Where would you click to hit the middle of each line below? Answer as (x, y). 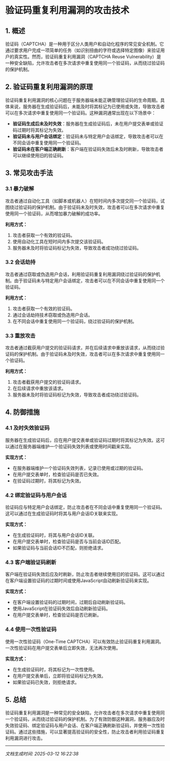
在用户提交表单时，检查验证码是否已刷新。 (57, 615)
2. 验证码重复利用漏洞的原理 (49, 87)
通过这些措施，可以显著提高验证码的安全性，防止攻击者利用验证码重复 (92, 732)
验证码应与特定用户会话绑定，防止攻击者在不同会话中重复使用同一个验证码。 (85, 507)
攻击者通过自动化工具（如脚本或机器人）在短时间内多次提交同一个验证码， (83, 201)
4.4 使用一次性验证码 (31, 629)
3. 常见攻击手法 (29, 173)
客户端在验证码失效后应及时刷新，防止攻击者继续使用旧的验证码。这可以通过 (85, 574)
